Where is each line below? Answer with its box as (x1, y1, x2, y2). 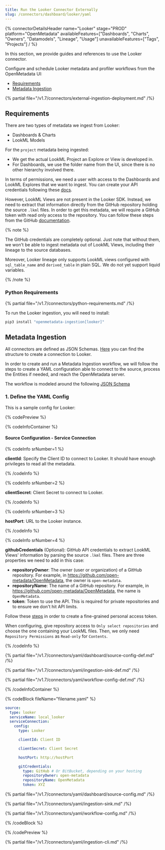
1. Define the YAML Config (5, 393, 69, 400)
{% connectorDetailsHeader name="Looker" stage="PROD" (5, 25, 127, 31)
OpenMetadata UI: (5, 71, 43, 77)
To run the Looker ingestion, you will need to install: (5, 309, 110, 316)
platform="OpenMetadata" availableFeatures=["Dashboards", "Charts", (5, 31, 150, 37)
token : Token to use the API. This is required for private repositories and (12, 598, 159, 604)
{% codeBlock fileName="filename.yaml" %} (5, 695, 96, 701)
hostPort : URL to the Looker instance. (5, 518, 82, 524)
